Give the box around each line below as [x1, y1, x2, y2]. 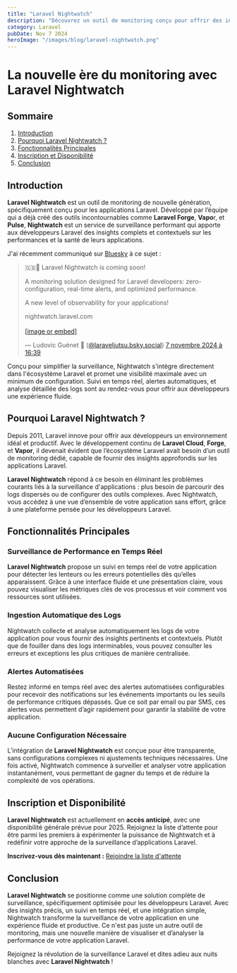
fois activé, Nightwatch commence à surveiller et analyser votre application [7, 761, 226, 770]
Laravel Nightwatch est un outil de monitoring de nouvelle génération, [7, 198, 212, 206]
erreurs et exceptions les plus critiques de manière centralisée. [7, 649, 190, 657]
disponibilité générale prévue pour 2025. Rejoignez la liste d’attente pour [7, 823, 219, 832]
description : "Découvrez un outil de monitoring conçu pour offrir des [7, 17, 222, 24]
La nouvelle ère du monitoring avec [7, 67, 217, 83]
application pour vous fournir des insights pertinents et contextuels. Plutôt [7, 634, 223, 642]
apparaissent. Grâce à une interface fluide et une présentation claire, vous [7, 577, 224, 586]
